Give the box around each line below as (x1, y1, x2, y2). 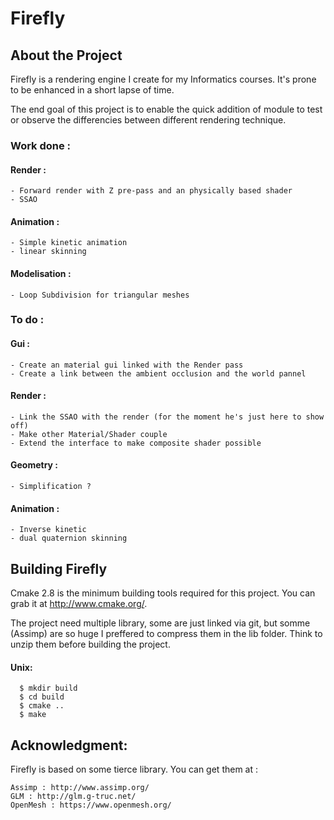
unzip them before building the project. (10, 638, 171, 651)
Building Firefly (10, 560, 108, 577)
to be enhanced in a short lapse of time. (10, 84, 175, 96)
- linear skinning (10, 247, 87, 257)
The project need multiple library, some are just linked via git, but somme (10, 617, 311, 629)
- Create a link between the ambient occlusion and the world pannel (10, 368, 307, 379)
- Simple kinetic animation (10, 238, 128, 248)
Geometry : (10, 459, 59, 471)
